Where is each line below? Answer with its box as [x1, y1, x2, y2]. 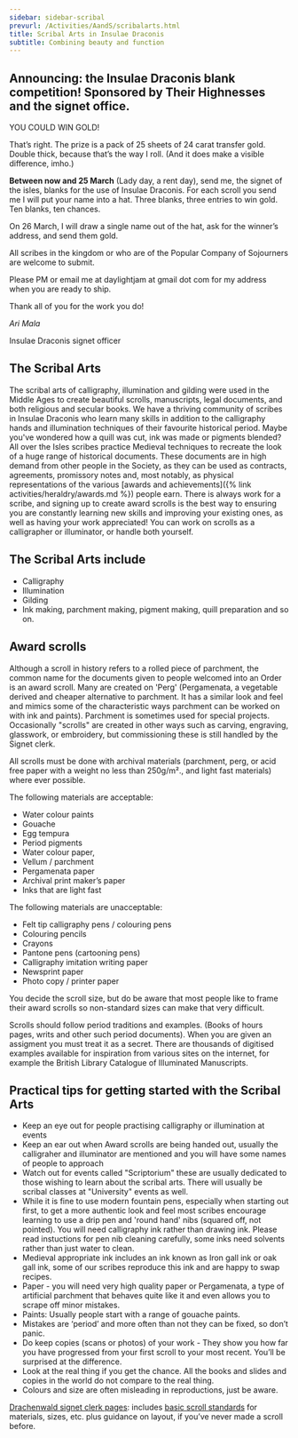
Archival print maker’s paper [21, 875, 126, 885]
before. [9, 1421, 36, 1432]
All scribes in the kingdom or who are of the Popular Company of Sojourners [9, 248, 288, 259]
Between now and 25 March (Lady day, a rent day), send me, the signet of [9, 175, 283, 187]
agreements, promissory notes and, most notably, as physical [9, 469, 234, 480]
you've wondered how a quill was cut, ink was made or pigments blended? [9, 432, 282, 443]
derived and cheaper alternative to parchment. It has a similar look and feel [9, 691, 284, 702]
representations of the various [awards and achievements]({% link [9, 479, 252, 490]
